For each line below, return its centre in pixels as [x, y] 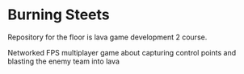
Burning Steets [59, 15]
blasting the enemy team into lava [64, 61]
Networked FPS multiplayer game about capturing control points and [122, 52]
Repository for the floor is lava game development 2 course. [107, 37]
